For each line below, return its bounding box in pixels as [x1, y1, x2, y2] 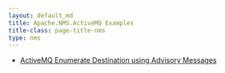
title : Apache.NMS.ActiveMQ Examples [8, 19, 135, 27]
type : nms [8, 33, 42, 42]
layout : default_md [8, 11, 74, 20]
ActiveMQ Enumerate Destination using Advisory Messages [19, 56, 217, 65]
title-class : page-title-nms [8, 26, 106, 34]
